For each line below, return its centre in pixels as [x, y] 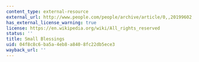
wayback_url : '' [26, 50]
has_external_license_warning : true [51, 22]
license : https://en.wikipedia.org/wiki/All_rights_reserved [83, 28]
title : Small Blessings [36, 39]
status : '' [20, 34]
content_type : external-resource [47, 12]
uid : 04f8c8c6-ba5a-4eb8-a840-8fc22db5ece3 [61, 45]
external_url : [24, 17]
